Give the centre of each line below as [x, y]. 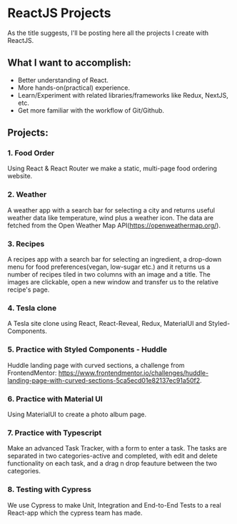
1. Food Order [31, 153]
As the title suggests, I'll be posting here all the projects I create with [108, 33]
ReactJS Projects [59, 13]
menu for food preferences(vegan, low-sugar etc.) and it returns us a [109, 267]
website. [20, 176]
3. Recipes [26, 244]
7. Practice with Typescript [55, 433]
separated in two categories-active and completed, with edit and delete [112, 456]
